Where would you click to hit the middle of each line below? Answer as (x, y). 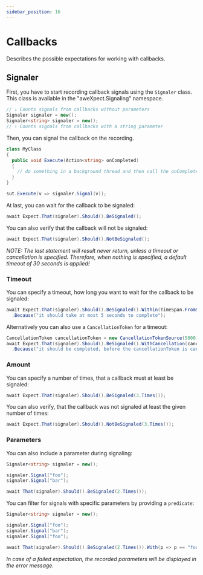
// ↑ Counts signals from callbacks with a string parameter (85, 126)
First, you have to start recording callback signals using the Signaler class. (99, 92)
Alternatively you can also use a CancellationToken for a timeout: (87, 326)
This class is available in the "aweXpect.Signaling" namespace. (85, 99)
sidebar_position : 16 (34, 12)
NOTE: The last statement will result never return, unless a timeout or (92, 250)
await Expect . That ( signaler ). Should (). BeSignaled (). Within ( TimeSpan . (96, 310)
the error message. (30, 565)
